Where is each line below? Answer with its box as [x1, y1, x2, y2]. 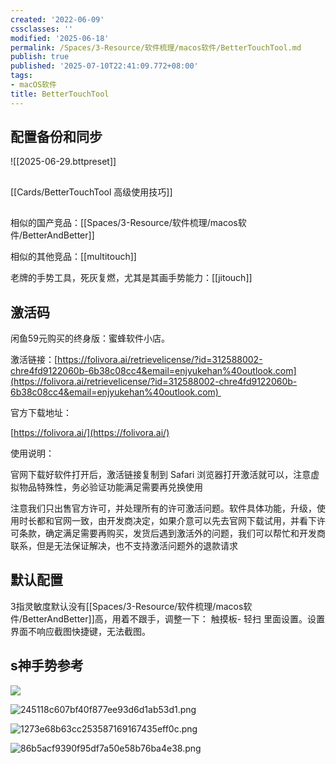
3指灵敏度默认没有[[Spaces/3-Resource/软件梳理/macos [10, 600, 244, 612]
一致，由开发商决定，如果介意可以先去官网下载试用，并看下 [71, 515, 317, 527]
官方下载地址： [10, 407, 72, 419]
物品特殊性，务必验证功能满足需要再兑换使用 [18, 481, 203, 493]
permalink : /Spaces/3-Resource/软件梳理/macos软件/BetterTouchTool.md [10, 42, 302, 53]
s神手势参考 [10, 657, 84, 675]
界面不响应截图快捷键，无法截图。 [10, 625, 151, 637]
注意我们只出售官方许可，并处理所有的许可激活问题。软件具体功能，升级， [10, 502, 317, 515]
